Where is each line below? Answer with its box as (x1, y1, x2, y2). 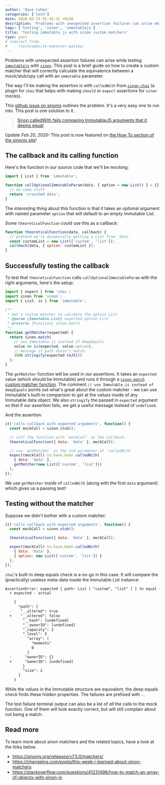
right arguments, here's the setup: (5, 280, 74, 286)
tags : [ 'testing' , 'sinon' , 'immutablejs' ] (5, 26, 96, 30)
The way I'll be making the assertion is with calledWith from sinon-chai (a (5, 82, 155, 88)
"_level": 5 (23, 632, 48, 637)
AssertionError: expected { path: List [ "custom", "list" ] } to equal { (5, 586, 162, 591)
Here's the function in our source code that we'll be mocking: (5, 164, 129, 170)
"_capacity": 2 (23, 627, 54, 632)
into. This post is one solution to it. (5, 108, 75, 114)
